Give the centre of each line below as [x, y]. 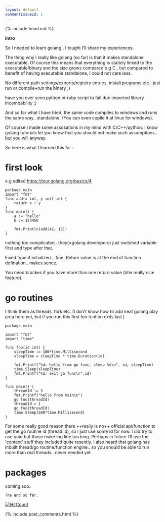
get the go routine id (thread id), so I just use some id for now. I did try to [79, 431]
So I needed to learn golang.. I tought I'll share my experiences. [70, 48]
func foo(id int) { [25, 348]
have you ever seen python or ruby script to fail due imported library [75, 98]
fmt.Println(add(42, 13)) [41, 229]
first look [24, 167]
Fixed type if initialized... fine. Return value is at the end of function [73, 258]
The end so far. [22, 495]
